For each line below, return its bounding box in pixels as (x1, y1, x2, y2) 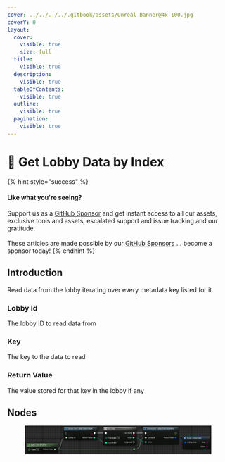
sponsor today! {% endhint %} (7, 246, 96, 255)
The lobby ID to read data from (7, 319, 96, 327)
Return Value (7, 370, 53, 380)
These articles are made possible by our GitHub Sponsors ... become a (7, 239, 212, 247)
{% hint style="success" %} (7, 177, 89, 186)
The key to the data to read (7, 353, 86, 361)
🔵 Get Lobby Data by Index (7, 154, 165, 170)
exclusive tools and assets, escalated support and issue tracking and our (7, 216, 219, 225)
